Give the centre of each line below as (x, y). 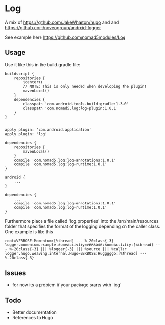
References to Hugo (33, 318)
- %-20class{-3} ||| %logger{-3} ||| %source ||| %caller (66, 249)
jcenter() (33, 82)
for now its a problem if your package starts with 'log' (67, 285)
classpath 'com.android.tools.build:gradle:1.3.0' (76, 104)
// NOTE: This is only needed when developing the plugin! (85, 86)
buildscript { (20, 74)
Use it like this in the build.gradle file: (43, 64)
